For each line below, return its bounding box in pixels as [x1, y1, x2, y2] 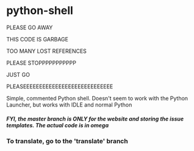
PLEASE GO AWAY [6, 24, 53, 31]
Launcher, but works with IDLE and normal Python [6, 101, 132, 108]
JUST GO [6, 71, 31, 78]
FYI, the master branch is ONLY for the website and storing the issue [6, 115, 184, 122]
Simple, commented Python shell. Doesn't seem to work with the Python [6, 94, 188, 102]
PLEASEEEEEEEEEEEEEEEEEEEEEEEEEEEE [6, 83, 113, 90]
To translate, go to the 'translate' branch [6, 136, 128, 145]
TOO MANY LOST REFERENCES [6, 47, 87, 55]
